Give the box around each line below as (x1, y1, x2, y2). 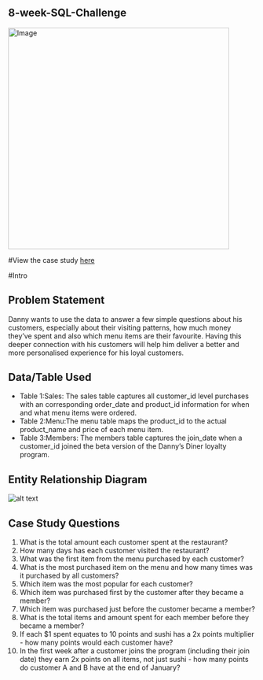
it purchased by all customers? (19, 571, 119, 581)
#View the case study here (8, 255, 95, 264)
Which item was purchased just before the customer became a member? (19, 604, 255, 614)
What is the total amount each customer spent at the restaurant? (19, 538, 228, 547)
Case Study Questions (8, 516, 120, 530)
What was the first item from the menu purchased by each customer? (19, 554, 245, 564)
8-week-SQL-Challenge (8, 6, 127, 20)
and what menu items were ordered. (19, 408, 137, 418)
